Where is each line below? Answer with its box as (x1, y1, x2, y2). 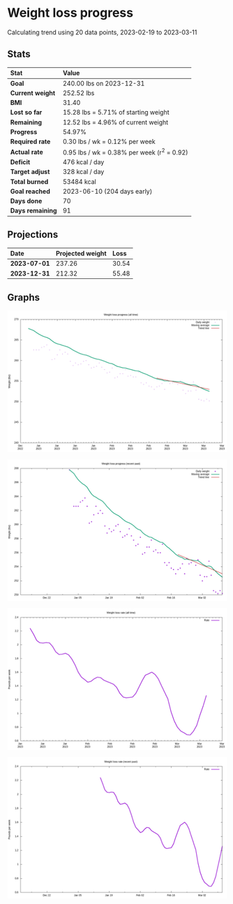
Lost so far (10, 108, 43, 117)
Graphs (7, 292, 40, 303)
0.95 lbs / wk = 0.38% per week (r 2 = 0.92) (62, 147, 188, 157)
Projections (7, 229, 59, 241)
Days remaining (10, 206, 57, 215)
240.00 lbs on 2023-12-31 (62, 79, 145, 87)
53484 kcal (62, 177, 96, 186)
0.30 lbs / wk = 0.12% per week (62, 138, 156, 145)
